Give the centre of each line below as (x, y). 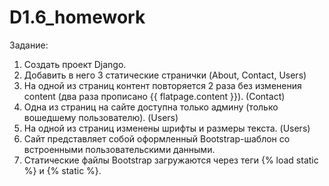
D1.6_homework (77, 17)
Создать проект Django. (75, 64)
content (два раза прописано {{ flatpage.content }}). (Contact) (154, 96)
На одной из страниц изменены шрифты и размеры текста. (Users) (167, 128)
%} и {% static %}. (62, 170)
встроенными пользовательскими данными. (119, 149)
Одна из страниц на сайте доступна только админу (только (151, 107)
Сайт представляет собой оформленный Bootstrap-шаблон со (157, 138)
